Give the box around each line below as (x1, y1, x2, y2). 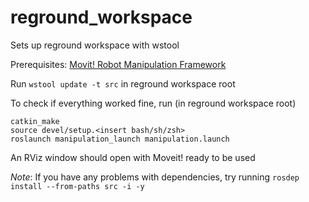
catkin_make (10, 116, 60, 126)
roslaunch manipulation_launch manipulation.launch (10, 134, 230, 144)
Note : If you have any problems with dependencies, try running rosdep (10, 171, 300, 183)
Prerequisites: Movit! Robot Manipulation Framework (10, 58, 227, 70)
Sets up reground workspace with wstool (10, 39, 180, 51)
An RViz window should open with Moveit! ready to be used (10, 151, 256, 163)
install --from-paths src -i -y (10, 181, 145, 191)
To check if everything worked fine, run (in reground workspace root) (10, 97, 297, 109)
